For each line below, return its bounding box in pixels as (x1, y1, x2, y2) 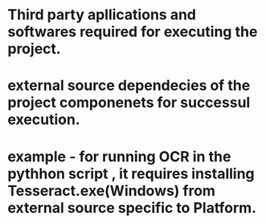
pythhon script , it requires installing (7, 165, 255, 182)
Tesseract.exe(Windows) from (7, 181, 216, 200)
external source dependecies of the (7, 76, 251, 95)
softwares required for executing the (7, 22, 258, 41)
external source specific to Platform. (7, 198, 257, 217)
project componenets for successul (7, 94, 251, 112)
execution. (7, 111, 81, 129)
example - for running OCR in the (7, 147, 231, 165)
